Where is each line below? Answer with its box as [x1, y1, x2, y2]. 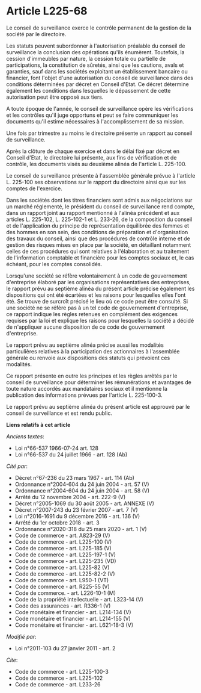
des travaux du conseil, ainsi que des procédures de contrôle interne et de [6, 235, 191, 242]
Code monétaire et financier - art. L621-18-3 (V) [14, 621, 134, 629]
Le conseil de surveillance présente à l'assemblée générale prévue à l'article [6, 172, 196, 179]
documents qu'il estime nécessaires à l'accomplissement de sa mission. [6, 117, 185, 125]
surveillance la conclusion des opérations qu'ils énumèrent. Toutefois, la [6, 48, 185, 55]
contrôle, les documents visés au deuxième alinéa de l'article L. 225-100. [6, 160, 187, 167]
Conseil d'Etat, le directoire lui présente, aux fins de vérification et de [6, 154, 177, 161]
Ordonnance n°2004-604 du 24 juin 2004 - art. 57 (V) [14, 480, 149, 488]
